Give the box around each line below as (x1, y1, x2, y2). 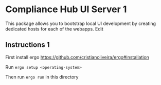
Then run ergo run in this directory (5, 74, 79, 80)
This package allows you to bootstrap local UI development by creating (5, 20, 156, 26)
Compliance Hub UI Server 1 (5, 4, 127, 15)
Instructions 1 (5, 41, 50, 49)
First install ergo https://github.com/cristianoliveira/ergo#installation (5, 54, 149, 60)
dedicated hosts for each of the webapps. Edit (5, 25, 104, 32)
